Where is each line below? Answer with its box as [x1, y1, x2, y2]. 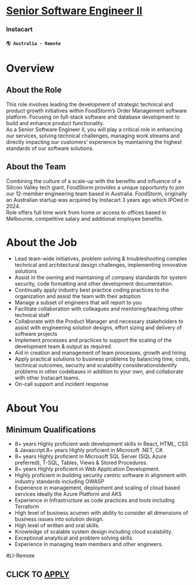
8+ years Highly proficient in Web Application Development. [14, 465, 160, 473]
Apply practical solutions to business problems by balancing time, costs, [14, 355, 190, 362]
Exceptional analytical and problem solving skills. [14, 534, 134, 541]
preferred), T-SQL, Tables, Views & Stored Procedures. [14, 459, 148, 466]
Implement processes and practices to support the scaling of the [14, 336, 172, 344]
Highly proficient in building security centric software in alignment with [14, 472, 187, 479]
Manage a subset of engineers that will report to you [14, 299, 142, 306]
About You [6, 401, 59, 414]
